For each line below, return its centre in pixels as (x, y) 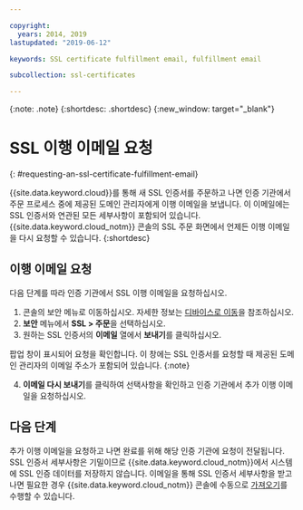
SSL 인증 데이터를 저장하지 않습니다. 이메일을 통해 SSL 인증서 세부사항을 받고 (156, 473)
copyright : (30, 25)
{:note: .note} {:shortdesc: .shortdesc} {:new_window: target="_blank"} (142, 109)
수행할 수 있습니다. (42, 496)
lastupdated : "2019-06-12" (60, 43)
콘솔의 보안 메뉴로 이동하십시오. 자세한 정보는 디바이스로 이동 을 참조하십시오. (158, 312)
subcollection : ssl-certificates (73, 75)
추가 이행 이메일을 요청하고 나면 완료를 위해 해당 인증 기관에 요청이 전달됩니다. (147, 450)
